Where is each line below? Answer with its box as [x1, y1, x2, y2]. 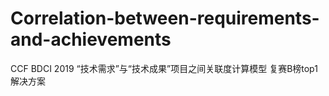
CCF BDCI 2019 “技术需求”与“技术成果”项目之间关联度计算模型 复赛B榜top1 [10, 62, 318, 74]
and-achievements [10, 28, 172, 51]
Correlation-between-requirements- [10, 7, 320, 30]
